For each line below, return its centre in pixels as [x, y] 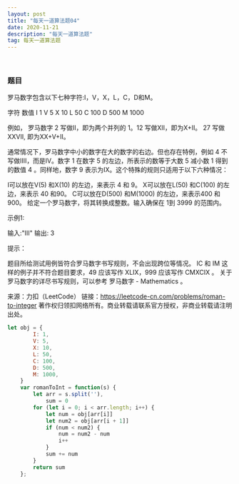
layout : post [27, 14]
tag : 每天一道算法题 [34, 41]
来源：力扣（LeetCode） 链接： [54, 296]
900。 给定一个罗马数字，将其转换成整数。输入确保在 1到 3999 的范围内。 [117, 203]
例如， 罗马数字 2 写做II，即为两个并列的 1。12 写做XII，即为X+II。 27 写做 [116, 128]
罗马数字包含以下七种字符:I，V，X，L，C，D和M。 [82, 98]
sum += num [62, 454]
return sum [49, 467]
